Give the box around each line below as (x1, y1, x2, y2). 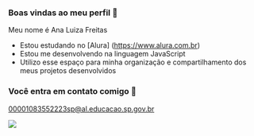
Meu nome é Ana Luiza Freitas (8, 25, 108, 35)
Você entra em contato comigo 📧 (8, 86, 137, 97)
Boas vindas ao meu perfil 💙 (8, 7, 118, 18)
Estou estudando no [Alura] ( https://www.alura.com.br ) (19, 41, 201, 50)
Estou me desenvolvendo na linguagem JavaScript (19, 49, 186, 59)
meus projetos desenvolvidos (19, 66, 117, 76)
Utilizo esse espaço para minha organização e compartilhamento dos (19, 57, 247, 67)
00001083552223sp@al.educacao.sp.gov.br (8, 103, 155, 114)
